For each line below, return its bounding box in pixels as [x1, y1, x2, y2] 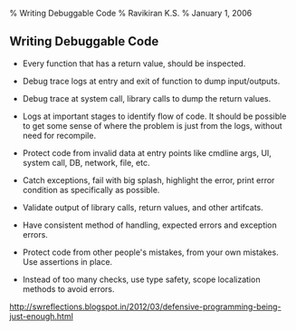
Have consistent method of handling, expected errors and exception [22, 219, 278, 230]
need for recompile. [22, 130, 97, 141]
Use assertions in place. [22, 256, 113, 267]
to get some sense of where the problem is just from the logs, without [22, 120, 282, 131]
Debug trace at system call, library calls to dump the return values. [22, 92, 272, 103]
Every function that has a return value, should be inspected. [22, 58, 246, 69]
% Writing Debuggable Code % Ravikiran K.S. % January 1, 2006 [9, 8, 253, 18]
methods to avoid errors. [22, 283, 115, 294]
